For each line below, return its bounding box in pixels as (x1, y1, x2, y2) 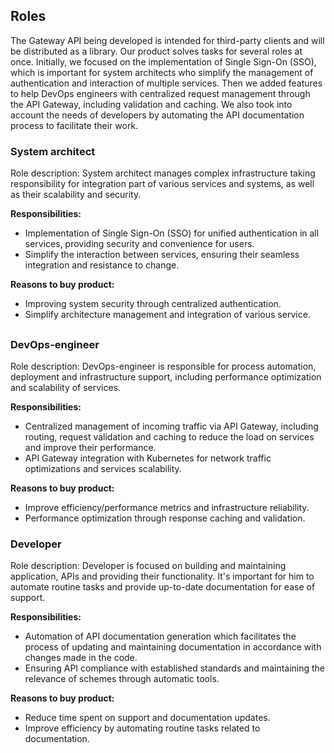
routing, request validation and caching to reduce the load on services (24, 430, 315, 443)
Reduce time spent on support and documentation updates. (24, 712, 271, 724)
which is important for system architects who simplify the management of (10, 66, 314, 78)
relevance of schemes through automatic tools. (24, 673, 220, 685)
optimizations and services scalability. (24, 462, 182, 474)
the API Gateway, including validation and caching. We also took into (10, 98, 293, 110)
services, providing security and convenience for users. (24, 238, 255, 250)
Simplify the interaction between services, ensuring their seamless (24, 249, 300, 261)
